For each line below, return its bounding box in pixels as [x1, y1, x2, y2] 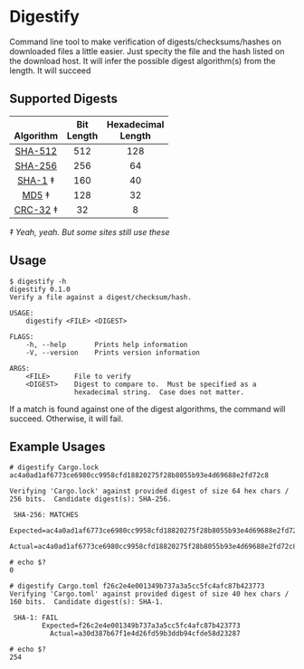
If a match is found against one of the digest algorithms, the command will [9, 403, 286, 414]
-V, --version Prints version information [25, 348, 201, 357]
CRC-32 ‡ [14, 203, 59, 216]
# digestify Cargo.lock [9, 463, 100, 472]
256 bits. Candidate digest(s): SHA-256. [9, 495, 172, 504]
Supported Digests [9, 91, 119, 107]
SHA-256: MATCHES [13, 511, 79, 520]
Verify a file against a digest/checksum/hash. [9, 292, 193, 302]
